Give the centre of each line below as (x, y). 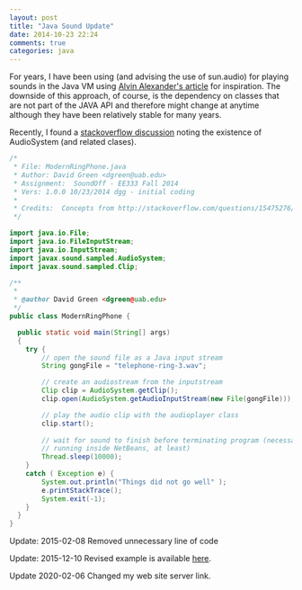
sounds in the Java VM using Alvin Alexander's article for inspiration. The (145, 86)
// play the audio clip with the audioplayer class (141, 415)
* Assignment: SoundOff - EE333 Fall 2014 (96, 183)
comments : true (38, 43)
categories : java (42, 51)
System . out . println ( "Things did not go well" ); (134, 482)
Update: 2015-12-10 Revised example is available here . (111, 559)
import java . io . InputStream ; (64, 250)
